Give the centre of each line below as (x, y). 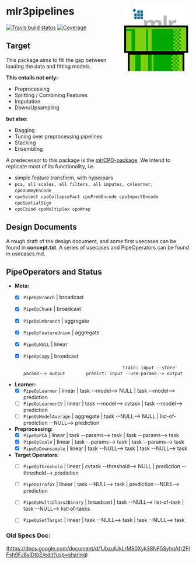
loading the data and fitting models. (49, 66)
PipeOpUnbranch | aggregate (56, 321)
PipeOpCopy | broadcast (51, 356)
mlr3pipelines (40, 11)
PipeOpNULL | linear (45, 344)
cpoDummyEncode (33, 191)
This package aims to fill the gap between (56, 60)
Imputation (27, 101)
